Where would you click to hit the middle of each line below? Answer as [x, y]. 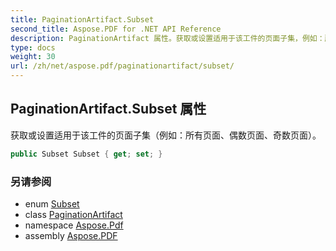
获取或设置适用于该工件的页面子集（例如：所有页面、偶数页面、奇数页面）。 [166, 135]
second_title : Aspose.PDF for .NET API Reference [116, 29]
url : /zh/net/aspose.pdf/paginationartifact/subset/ [122, 66]
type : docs [33, 47]
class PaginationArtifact [73, 214]
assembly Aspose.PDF [71, 235]
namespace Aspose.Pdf [74, 225]
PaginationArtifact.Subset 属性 [108, 109]
